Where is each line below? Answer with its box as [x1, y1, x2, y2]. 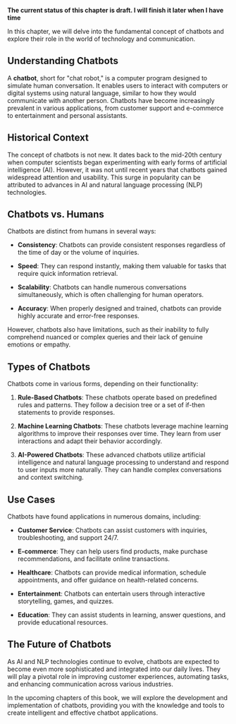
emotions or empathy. [7, 340, 71, 349]
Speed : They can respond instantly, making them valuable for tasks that [17, 262, 227, 270]
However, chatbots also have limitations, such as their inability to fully [7, 325, 209, 334]
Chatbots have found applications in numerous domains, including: [7, 512, 201, 521]
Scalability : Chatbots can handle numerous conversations [17, 283, 187, 291]
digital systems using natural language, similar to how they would [7, 88, 197, 97]
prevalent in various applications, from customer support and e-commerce [7, 104, 224, 112]
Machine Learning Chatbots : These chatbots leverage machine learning [17, 422, 229, 430]
